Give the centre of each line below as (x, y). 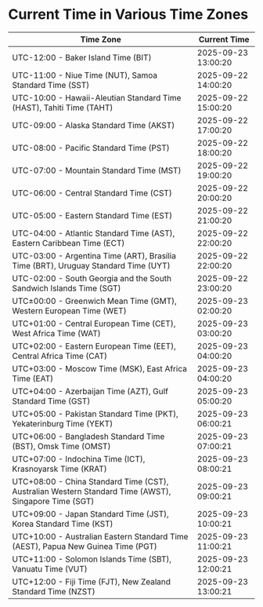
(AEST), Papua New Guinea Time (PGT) (85, 546)
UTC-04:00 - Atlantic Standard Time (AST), (94, 233)
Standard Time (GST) (51, 400)
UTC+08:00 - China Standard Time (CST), (90, 481)
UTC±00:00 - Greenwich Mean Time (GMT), (95, 301)
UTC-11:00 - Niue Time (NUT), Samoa (85, 75)
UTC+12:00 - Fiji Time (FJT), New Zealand (91, 581)
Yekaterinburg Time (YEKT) (63, 423)
